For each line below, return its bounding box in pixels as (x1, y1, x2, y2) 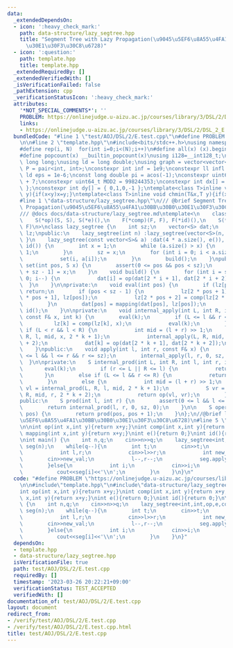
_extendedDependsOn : (13, 17, 73, 24)
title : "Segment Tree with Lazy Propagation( (19, 36, 154, 43)
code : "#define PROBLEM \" (13, 475, 92, 482)
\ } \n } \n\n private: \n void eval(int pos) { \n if (19, 281, 209, 288)
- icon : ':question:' (13, 49, 76, 56)
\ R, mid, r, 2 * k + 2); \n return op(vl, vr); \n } (19, 391, 228, 398)
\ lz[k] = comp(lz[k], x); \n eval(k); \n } (19, 320, 228, 327)
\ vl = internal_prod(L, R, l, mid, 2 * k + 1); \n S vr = (19, 385, 225, 392)
